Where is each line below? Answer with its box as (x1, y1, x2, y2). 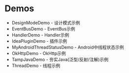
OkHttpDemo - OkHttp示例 (11, 50, 66, 56)
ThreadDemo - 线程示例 (11, 62, 61, 69)
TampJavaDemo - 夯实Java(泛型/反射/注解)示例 (11, 56, 109, 62)
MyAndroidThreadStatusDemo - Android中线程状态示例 (11, 44, 124, 50)
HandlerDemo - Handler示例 (11, 32, 69, 38)
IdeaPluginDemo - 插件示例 (11, 38, 67, 44)
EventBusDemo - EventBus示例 (11, 25, 75, 32)
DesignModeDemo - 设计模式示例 (11, 20, 80, 25)
